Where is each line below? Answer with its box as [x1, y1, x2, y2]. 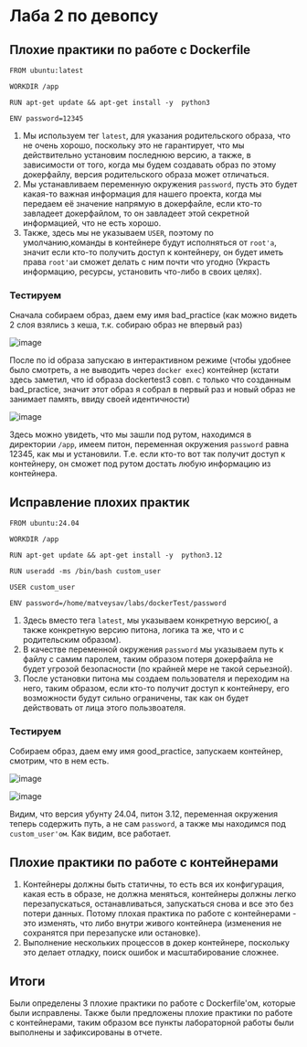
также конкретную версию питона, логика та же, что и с [22, 625, 245, 636]
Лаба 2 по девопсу [9, 5, 159, 27]
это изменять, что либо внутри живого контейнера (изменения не [22, 918, 282, 929]
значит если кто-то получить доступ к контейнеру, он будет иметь [22, 247, 284, 257]
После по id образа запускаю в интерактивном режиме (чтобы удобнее [9, 355, 291, 366]
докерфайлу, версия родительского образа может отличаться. [22, 169, 270, 179]
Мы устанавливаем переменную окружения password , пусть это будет [22, 179, 298, 189]
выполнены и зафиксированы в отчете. [9, 1027, 163, 1038]
